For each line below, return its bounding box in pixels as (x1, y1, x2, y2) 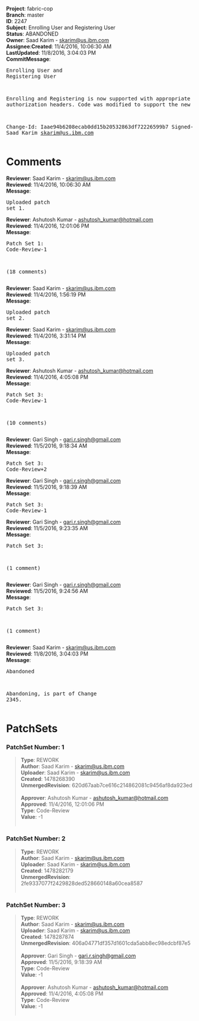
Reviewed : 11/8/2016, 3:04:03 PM (6, 650, 89, 657)
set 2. (6, 314, 25, 322)
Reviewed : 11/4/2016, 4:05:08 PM (6, 373, 89, 380)
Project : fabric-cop (6, 5, 53, 12)
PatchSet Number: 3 (6, 900, 66, 909)
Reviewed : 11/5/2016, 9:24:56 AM (6, 587, 88, 594)
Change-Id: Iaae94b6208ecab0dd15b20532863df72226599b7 (6, 124, 169, 130)
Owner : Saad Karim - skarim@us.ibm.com (6, 37, 110, 43)
